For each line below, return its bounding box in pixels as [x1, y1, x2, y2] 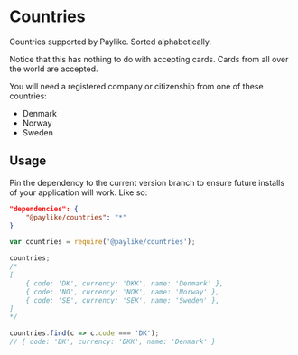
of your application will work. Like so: [9, 187, 148, 198]
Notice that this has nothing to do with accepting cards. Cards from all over [9, 53, 289, 64]
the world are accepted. [9, 63, 98, 74]
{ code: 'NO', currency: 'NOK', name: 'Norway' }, [25, 287, 220, 296]
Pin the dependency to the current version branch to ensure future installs [9, 177, 285, 188]
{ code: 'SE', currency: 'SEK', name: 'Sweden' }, [25, 295, 220, 304]
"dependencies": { [9, 204, 79, 213]
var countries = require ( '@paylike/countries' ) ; [9, 238, 196, 247]
